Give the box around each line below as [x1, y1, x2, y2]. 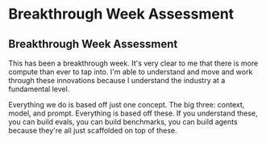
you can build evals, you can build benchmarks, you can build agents [8, 117, 238, 126]
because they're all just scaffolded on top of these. [8, 126, 177, 135]
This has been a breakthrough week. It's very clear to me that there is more [8, 58, 259, 68]
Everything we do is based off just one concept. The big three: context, [8, 100, 245, 109]
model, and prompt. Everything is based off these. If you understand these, [8, 108, 258, 118]
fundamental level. [8, 84, 70, 94]
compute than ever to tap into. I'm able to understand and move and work [8, 67, 253, 77]
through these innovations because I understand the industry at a [8, 76, 226, 85]
